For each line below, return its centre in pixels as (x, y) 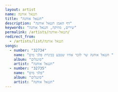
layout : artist (20, 9)
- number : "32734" (28, 50)
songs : (12, 46)
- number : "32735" (28, 69)
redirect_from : (20, 37)
